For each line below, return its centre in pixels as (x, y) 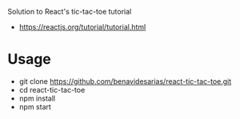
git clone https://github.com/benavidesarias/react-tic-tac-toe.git (125, 81)
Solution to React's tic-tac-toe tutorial (70, 12)
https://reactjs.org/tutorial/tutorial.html (82, 27)
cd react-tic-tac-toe (52, 89)
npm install (37, 98)
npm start (35, 106)
